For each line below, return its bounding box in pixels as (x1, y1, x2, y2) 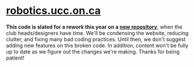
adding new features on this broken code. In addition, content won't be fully (6, 42, 189, 49)
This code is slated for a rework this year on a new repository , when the (6, 23, 183, 30)
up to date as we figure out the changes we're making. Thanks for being (6, 48, 180, 55)
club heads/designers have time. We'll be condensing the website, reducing (6, 29, 189, 36)
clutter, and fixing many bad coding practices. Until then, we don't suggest (6, 36, 186, 43)
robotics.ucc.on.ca (6, 4, 101, 17)
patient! (6, 54, 25, 61)
